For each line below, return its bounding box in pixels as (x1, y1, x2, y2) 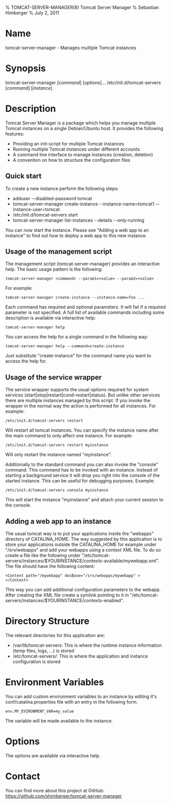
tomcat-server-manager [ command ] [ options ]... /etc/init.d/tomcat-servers (5, 79, 161, 86)
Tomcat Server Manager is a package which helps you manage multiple (5, 120, 156, 126)
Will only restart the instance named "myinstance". (5, 452, 112, 458)
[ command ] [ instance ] (5, 84, 53, 91)
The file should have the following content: (5, 563, 95, 569)
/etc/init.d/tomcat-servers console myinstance (5, 488, 109, 493)
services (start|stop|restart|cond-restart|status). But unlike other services (5, 392, 160, 398)
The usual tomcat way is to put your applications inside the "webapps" (5, 531, 154, 537)
